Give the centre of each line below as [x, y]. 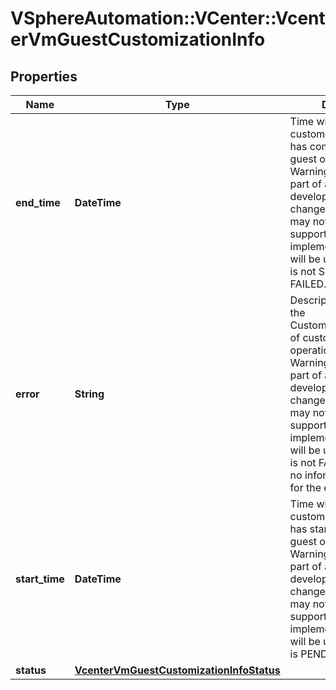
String [89, 394]
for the [305, 487]
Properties [44, 76]
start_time [40, 579]
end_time [38, 202]
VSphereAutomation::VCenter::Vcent [168, 18]
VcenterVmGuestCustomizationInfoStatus [177, 670]
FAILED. [308, 284]
